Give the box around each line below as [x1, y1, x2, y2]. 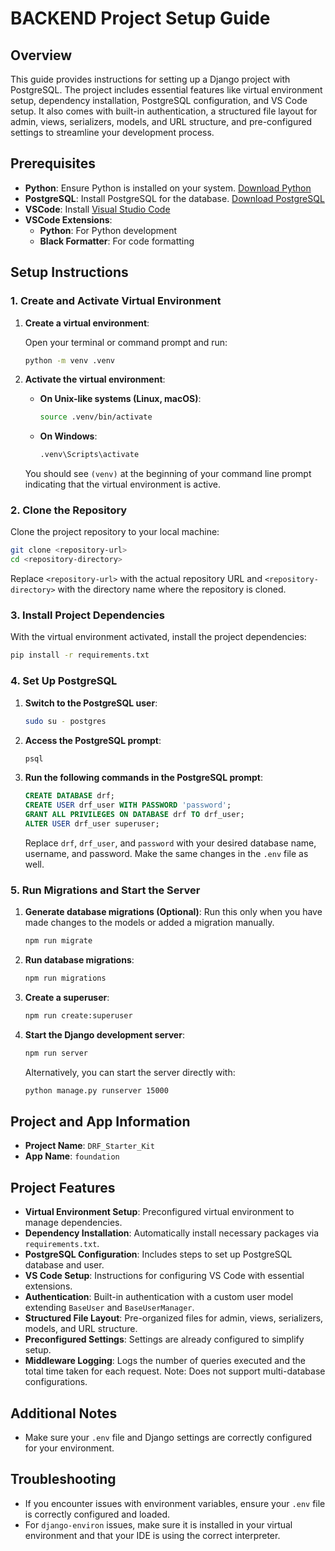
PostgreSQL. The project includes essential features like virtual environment [10, 84, 323, 96]
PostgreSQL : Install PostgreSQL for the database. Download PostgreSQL [24, 192, 325, 204]
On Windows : [39, 430, 98, 442]
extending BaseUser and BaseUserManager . [24, 1302, 195, 1314]
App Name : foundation [24, 1150, 120, 1162]
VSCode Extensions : [24, 213, 113, 226]
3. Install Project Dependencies [10, 608, 165, 622]
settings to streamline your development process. [10, 127, 215, 138]
